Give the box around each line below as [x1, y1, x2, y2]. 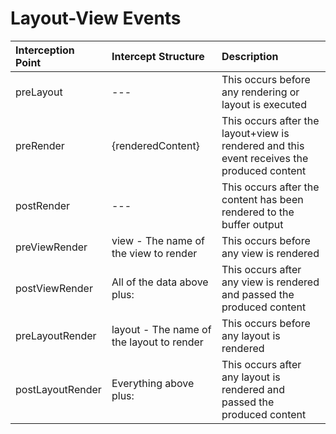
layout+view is [221, 126, 290, 140]
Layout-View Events [10, 7, 182, 30]
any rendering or [221, 85, 300, 99]
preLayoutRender [15, 328, 97, 342]
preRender [15, 138, 65, 152]
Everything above [111, 376, 195, 390]
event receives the [221, 151, 309, 165]
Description [221, 49, 279, 63]
